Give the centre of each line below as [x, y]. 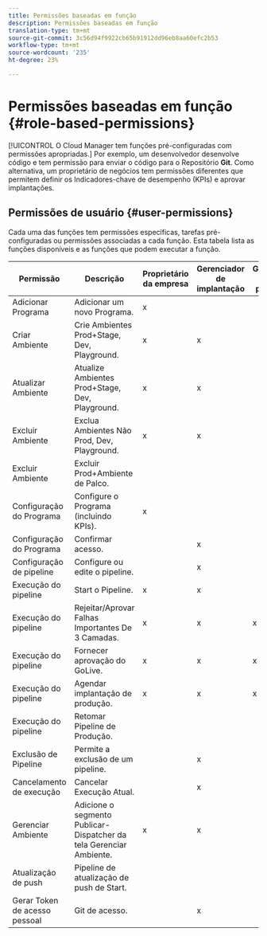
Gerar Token [35, 900]
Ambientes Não [103, 430]
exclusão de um [104, 759]
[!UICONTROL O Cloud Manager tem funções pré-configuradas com [120, 145]
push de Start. [101, 887]
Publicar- [92, 824]
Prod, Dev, [94, 441]
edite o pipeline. [104, 572]
